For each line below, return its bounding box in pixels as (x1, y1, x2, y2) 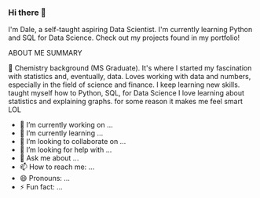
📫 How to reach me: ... (19, 162, 95, 171)
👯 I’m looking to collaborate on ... (19, 137, 126, 146)
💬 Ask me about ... (19, 153, 79, 163)
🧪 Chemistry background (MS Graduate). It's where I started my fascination (8, 63, 252, 73)
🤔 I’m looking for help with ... (19, 145, 112, 155)
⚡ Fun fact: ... (19, 182, 63, 192)
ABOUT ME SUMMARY (8, 49, 82, 58)
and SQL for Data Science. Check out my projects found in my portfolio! (8, 33, 240, 42)
